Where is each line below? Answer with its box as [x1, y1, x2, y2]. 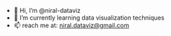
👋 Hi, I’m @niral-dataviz [13, 7, 81, 14]
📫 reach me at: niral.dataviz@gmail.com [13, 21, 130, 29]
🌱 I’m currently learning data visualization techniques [13, 14, 165, 22]
